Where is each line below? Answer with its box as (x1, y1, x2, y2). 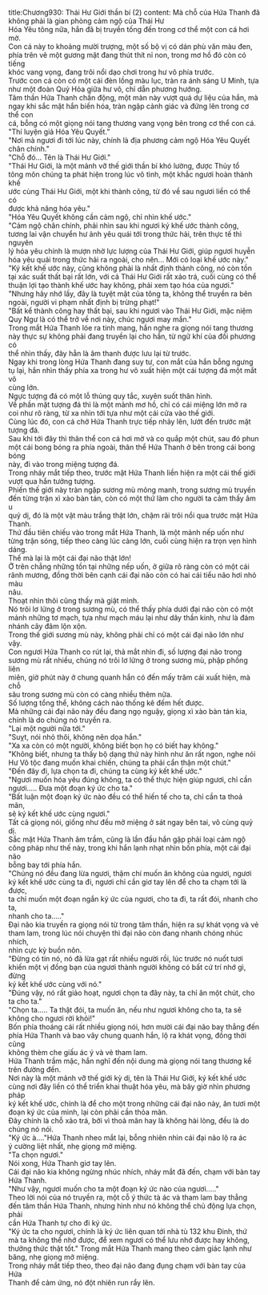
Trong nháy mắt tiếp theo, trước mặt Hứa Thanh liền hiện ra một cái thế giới (8, 468, 256, 477)
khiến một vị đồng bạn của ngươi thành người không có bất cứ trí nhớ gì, (8, 963, 246, 972)
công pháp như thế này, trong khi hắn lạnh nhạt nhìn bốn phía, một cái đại (8, 843, 251, 852)
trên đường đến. (8, 1065, 62, 1074)
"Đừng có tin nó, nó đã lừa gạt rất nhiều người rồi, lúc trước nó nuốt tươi (8, 954, 244, 963)
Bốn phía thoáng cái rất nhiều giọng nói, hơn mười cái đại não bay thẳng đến (8, 1022, 260, 1031)
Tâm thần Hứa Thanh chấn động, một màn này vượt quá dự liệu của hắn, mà (8, 93, 258, 102)
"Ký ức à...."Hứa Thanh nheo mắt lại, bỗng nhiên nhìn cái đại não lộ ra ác (8, 1133, 247, 1143)
